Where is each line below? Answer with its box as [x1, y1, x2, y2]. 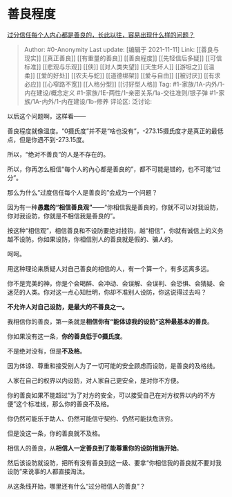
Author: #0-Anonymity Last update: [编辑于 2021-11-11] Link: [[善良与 [23, 45, 220, 53]
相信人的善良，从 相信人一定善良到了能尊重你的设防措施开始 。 [7, 444, 183, 452]
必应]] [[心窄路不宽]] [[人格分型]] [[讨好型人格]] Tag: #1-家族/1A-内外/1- [23, 80, 226, 88]
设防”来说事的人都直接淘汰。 [7, 467, 89, 476]
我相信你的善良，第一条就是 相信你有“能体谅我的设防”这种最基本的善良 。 [7, 317, 214, 326]
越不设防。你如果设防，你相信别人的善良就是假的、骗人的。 [7, 235, 177, 243]
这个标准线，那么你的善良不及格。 [16, 399, 113, 408]
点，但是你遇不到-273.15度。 [7, 135, 88, 143]
